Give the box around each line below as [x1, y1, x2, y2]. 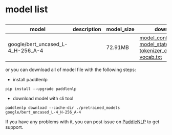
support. [5, 124, 24, 130]
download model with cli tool [12, 95, 74, 101]
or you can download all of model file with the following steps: [5, 66, 136, 73]
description [72, 26, 101, 33]
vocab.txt [139, 53, 162, 60]
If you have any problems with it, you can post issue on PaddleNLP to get [5, 119, 160, 125]
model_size [106, 26, 135, 33]
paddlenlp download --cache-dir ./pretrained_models [5, 105, 120, 110]
